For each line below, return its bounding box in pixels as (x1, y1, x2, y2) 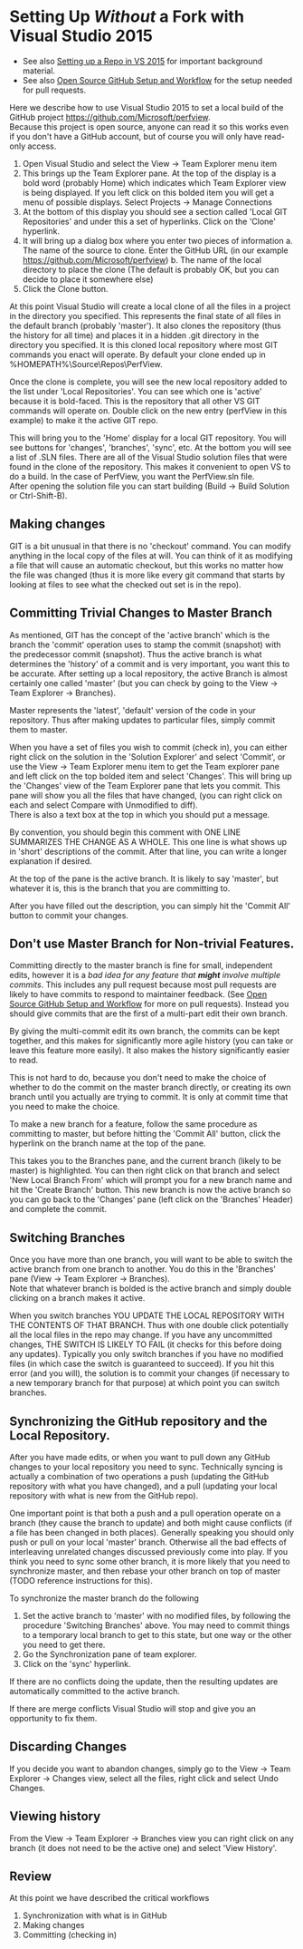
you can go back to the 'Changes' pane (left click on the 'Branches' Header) (9, 1194, 294, 1205)
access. (26, 141, 57, 151)
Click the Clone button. (22, 283, 109, 294)
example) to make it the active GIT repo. (9, 414, 158, 425)
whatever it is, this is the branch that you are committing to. (9, 882, 231, 894)
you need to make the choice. (9, 1101, 120, 1112)
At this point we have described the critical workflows (9, 1893, 210, 1904)
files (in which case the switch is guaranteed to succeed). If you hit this (9, 1358, 275, 1370)
